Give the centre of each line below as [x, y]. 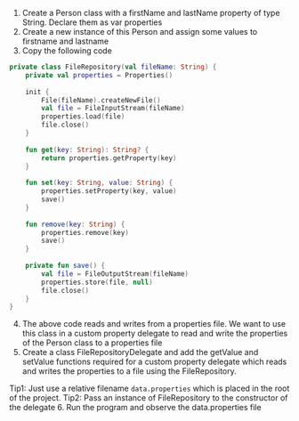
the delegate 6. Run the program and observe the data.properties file [135, 408]
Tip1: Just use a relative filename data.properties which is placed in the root [149, 389]
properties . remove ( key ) [85, 232]
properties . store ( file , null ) [97, 282]
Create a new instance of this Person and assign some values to [140, 32]
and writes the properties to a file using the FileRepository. [129, 371]
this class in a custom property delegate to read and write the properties [155, 334]
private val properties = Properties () [99, 75]
